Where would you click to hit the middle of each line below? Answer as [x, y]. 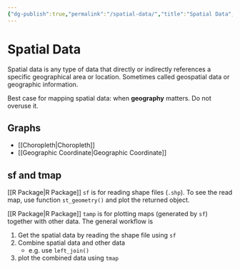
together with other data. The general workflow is [80, 221]
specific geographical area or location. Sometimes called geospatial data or [119, 76]
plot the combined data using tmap [68, 258]
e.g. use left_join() [59, 250]
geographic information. [43, 84]
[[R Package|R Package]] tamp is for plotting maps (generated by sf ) [108, 214]
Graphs [24, 128]
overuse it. [23, 106]
